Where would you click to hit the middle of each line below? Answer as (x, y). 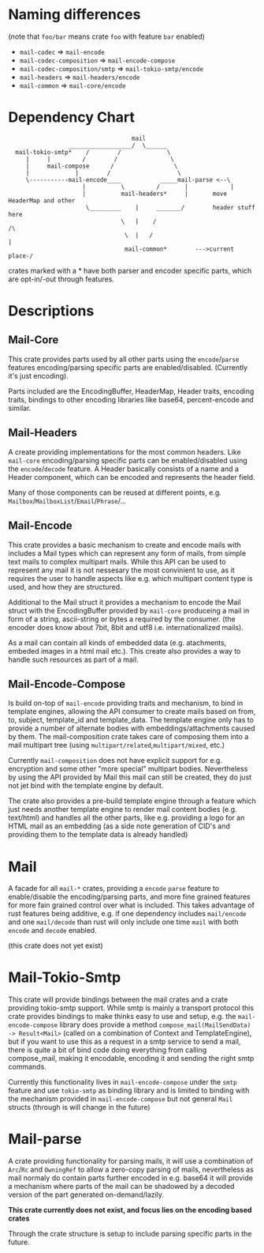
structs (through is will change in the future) (80, 1108)
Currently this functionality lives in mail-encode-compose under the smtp (123, 1082)
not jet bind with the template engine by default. (86, 786)
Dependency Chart (72, 117)
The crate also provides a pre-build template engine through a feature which (132, 801)
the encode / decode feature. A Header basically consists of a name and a (123, 469)
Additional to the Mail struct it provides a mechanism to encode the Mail (125, 602)
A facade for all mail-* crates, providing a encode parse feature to (113, 889)
